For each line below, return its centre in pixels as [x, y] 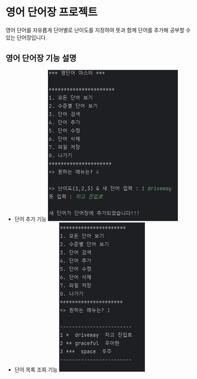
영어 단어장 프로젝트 [52, 12]
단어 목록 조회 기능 [36, 369]
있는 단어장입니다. [27, 37]
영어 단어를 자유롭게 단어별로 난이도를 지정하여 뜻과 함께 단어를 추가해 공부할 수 [98, 30]
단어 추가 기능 [30, 219]
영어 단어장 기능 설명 [41, 58]
